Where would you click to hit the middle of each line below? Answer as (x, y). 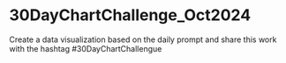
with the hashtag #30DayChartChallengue (86, 48)
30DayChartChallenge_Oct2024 (130, 15)
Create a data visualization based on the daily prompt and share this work (143, 39)
